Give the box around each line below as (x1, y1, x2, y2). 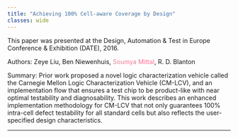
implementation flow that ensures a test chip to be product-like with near (7, 86, 220, 94)
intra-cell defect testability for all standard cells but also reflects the (7, 108, 205, 117)
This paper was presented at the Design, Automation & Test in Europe (7, 36, 211, 44)
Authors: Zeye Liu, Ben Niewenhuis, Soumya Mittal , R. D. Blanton (7, 57, 196, 65)
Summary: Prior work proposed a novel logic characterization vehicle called (7, 71, 229, 80)
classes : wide (7, 17, 50, 24)
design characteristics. (35, 115, 103, 124)
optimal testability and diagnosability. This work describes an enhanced (7, 93, 217, 102)
